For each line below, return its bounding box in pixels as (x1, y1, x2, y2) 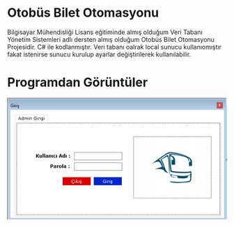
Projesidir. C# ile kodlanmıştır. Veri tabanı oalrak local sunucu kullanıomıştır (7, 42, 221, 51)
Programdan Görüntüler (7, 75, 148, 91)
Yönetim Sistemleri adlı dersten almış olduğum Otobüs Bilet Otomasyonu (7, 35, 214, 43)
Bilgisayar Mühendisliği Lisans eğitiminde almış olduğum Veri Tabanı (7, 28, 203, 36)
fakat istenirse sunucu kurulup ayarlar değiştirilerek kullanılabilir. (7, 50, 192, 58)
